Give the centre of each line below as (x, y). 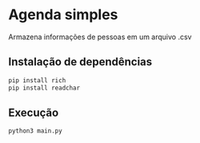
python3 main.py (35, 131)
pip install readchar (44, 88)
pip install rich (37, 80)
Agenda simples (63, 15)
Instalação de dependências (80, 62)
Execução (34, 112)
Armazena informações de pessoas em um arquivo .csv (100, 37)
